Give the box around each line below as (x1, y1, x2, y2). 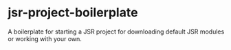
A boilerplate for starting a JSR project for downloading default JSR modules (8, 27, 225, 36)
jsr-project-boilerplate (8, 5, 138, 21)
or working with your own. (8, 34, 82, 42)
